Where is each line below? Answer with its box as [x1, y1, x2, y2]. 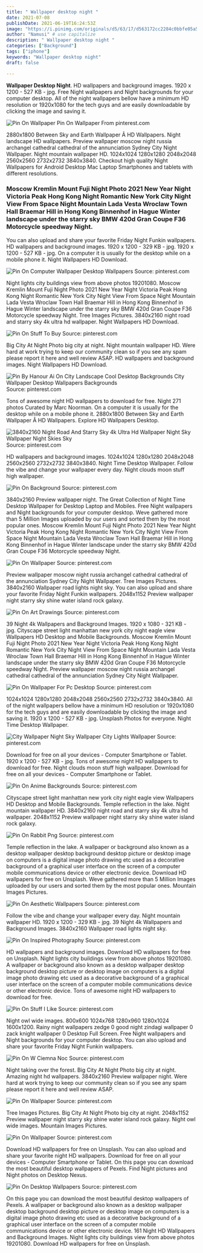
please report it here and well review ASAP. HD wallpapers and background [6, 354, 195, 362]
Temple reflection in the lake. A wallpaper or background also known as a [6, 843, 189, 850]
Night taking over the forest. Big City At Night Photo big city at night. [6, 1066, 176, 1073]
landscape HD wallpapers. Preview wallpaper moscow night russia [6, 137, 172, 144]
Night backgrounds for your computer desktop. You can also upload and [6, 1036, 187, 1044]
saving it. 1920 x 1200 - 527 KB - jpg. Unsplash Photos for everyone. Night [6, 714, 192, 722]
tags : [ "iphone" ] [6, 49, 50, 55]
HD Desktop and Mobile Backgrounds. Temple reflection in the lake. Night [6, 800, 190, 808]
